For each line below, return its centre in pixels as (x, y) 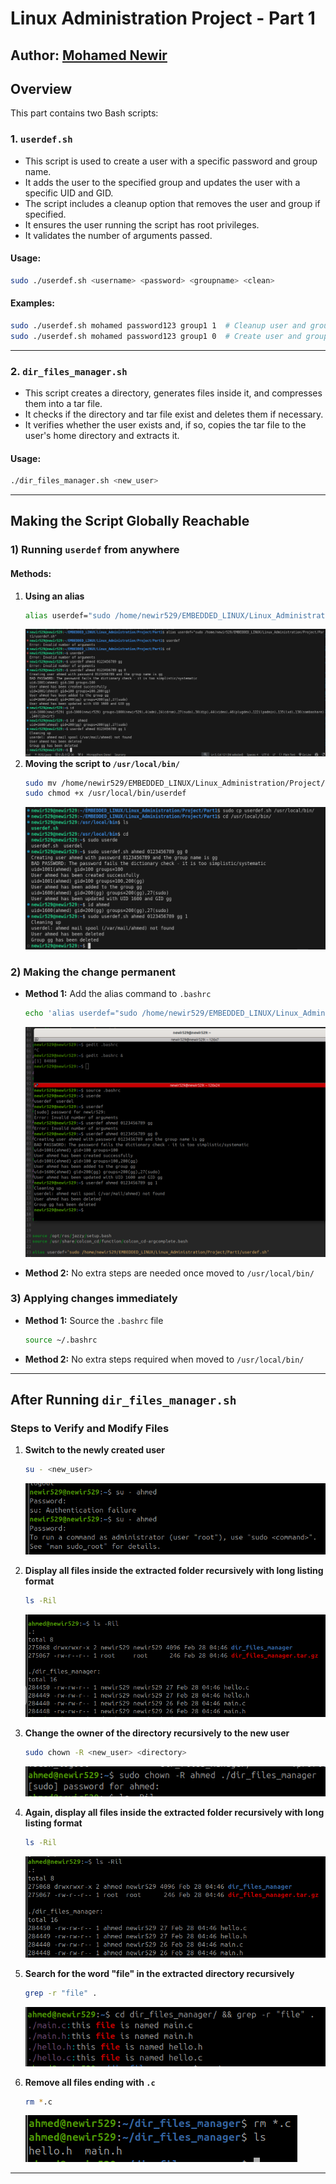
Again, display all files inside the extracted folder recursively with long (174, 1812)
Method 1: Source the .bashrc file (94, 1320)
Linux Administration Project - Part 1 (163, 18)
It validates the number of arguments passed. (118, 235)
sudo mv (40, 783)
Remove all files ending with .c (90, 2082)
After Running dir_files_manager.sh (123, 1400)
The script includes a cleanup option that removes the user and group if (172, 203)
